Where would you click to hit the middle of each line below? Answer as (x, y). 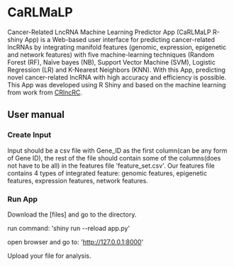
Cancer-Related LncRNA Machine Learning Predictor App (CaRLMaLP (109, 32)
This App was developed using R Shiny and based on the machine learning (117, 85)
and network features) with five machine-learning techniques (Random (111, 55)
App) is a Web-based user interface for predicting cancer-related (119, 39)
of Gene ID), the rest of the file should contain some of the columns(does (114, 158)
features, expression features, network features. (78, 180)
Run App (22, 199)
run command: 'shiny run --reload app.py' (69, 228)
